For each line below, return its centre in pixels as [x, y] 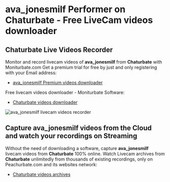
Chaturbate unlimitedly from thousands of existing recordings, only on [79, 159]
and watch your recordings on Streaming [71, 136]
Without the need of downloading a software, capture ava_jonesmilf [77, 148]
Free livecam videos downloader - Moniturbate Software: [65, 92]
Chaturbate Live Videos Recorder [59, 50]
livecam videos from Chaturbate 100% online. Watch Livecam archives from [85, 154]
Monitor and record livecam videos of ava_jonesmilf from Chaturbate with [84, 62]
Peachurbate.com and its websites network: [51, 164]
